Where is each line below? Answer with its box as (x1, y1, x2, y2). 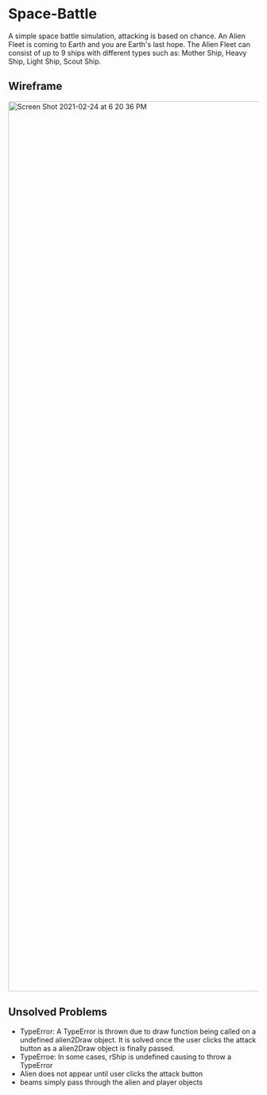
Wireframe (8, 80, 63, 93)
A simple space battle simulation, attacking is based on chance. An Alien (8, 31, 246, 41)
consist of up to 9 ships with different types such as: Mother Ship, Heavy (8, 48, 247, 57)
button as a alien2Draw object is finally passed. (19, 1043, 175, 1053)
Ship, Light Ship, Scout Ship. (8, 57, 102, 66)
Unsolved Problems (8, 1005, 107, 1019)
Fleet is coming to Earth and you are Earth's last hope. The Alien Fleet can (8, 39, 250, 49)
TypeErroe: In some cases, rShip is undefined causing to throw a (19, 1052, 232, 1062)
